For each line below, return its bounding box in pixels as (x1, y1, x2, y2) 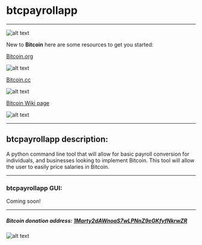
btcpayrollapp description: (6, 134, 108, 145)
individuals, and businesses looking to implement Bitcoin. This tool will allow (6, 156, 195, 164)
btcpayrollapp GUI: (6, 183, 63, 192)
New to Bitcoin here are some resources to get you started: (6, 40, 154, 48)
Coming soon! (6, 197, 41, 205)
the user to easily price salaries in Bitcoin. (6, 163, 109, 170)
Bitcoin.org (6, 52, 34, 60)
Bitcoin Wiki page (6, 99, 50, 106)
